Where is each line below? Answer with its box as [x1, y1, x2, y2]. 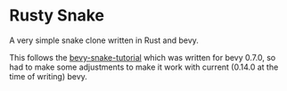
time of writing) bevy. [9, 70, 87, 81]
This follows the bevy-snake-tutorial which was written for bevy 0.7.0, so [9, 52, 276, 62]
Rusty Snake [9, 5, 105, 26]
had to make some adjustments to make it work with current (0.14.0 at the [9, 62, 279, 72]
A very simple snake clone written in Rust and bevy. [9, 35, 199, 45]
